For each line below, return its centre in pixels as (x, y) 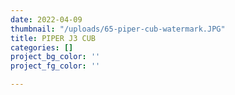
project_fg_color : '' (55, 66)
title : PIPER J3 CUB (53, 38)
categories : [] (42, 47)
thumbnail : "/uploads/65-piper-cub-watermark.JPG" (118, 29)
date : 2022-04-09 (46, 19)
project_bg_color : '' (55, 57)
